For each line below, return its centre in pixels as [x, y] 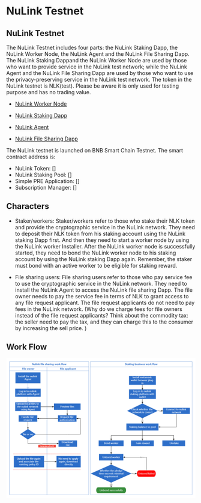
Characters [28, 206]
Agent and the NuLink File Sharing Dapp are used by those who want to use [100, 73]
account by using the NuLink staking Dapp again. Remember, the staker [103, 259]
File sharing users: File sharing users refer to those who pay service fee [103, 277]
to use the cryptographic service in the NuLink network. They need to [101, 283]
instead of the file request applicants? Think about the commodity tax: [101, 315]
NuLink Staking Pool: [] [43, 175]
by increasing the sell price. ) [51, 328]
